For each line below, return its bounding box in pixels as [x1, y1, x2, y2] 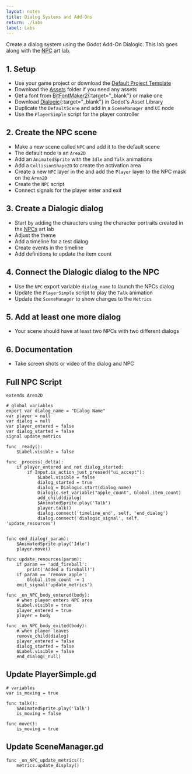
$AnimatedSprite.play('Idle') [16, 541, 90, 547]
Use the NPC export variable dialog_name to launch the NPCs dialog [14, 283, 174, 290]
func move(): [6, 721, 38, 727]
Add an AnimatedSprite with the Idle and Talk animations [14, 156, 153, 163]
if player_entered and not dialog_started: [16, 464, 124, 470]
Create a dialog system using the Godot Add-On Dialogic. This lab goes [6, 41, 178, 48]
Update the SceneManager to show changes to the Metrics [14, 295, 152, 302]
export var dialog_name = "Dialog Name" [6, 408, 106, 414]
